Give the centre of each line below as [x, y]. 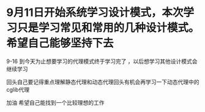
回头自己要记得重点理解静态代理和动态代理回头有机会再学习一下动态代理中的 [103, 82]
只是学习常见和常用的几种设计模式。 [109, 28]
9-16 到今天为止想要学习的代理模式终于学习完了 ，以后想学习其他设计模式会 [102, 61]
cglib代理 [18, 89]
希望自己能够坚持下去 [60, 43]
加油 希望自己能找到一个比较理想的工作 [55, 102]
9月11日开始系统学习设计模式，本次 [95, 13]
